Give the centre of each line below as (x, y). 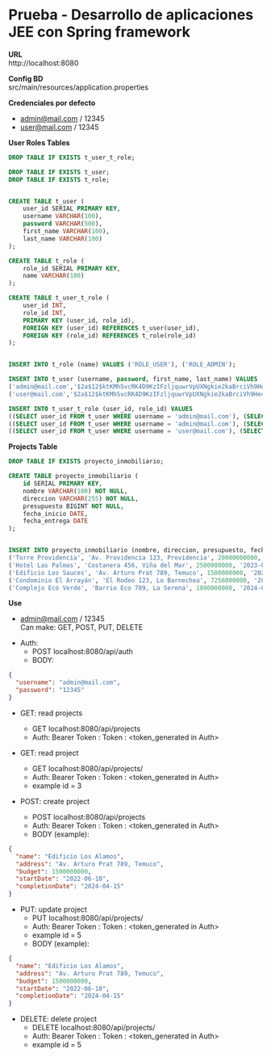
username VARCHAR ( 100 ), (63, 216)
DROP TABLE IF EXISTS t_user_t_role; (72, 157)
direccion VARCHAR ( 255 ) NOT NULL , (81, 498)
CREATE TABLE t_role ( (46, 261)
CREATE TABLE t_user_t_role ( (59, 298)
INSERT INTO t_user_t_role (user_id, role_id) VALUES (101, 409)
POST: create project (55, 801)
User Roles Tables (39, 142)
